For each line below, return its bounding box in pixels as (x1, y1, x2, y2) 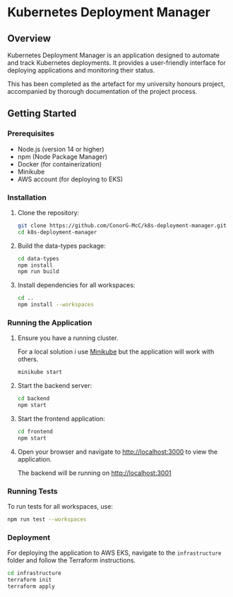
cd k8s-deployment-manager (17, 229, 97, 236)
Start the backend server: (17, 382, 92, 390)
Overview (7, 32, 52, 44)
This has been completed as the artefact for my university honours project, (7, 80, 225, 88)
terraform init (7, 577, 52, 584)
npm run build (17, 268, 59, 275)
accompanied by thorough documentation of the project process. (7, 88, 198, 95)
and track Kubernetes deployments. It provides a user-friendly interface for (7, 59, 226, 67)
